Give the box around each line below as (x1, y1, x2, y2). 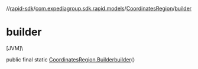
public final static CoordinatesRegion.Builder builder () (6, 56, 135, 63)
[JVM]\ (6, 44, 24, 51)
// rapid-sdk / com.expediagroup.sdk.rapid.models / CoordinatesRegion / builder (6, 5, 192, 12)
